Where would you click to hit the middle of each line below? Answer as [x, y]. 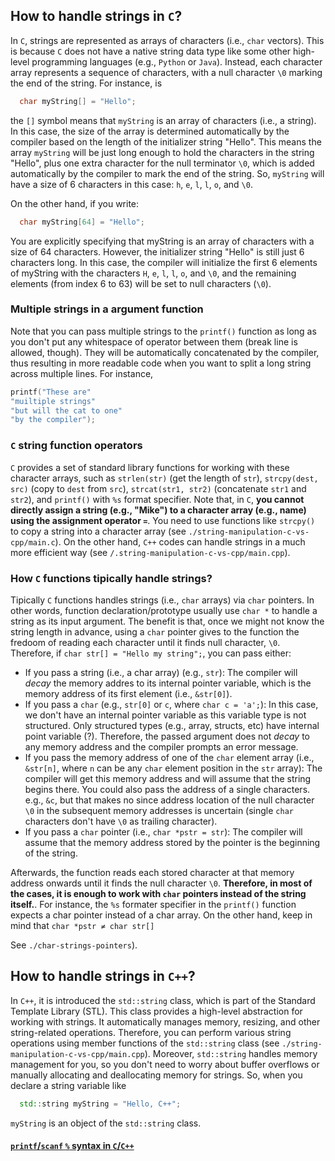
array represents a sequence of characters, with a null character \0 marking [166, 72]
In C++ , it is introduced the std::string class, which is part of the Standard [163, 1000]
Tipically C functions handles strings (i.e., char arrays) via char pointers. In [162, 600]
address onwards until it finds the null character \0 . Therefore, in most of [161, 883]
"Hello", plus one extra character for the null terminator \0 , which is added [162, 163]
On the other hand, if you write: [75, 203]
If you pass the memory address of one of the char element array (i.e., [169, 757]
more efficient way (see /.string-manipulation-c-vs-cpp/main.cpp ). [150, 552]
